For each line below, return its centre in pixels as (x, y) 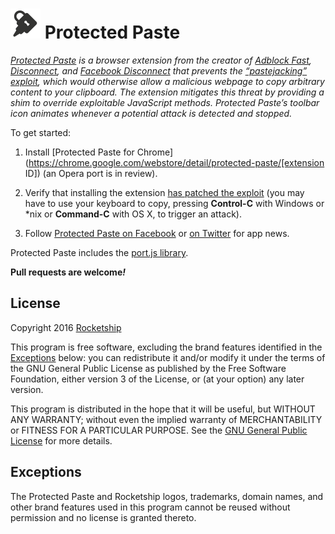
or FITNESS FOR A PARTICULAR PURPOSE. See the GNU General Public (159, 430)
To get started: (41, 132)
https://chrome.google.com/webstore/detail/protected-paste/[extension (176, 162)
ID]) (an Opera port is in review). (91, 173)
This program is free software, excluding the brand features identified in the (166, 347)
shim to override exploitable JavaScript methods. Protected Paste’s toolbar (165, 102)
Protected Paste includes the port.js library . (99, 252)
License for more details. (61, 440)
